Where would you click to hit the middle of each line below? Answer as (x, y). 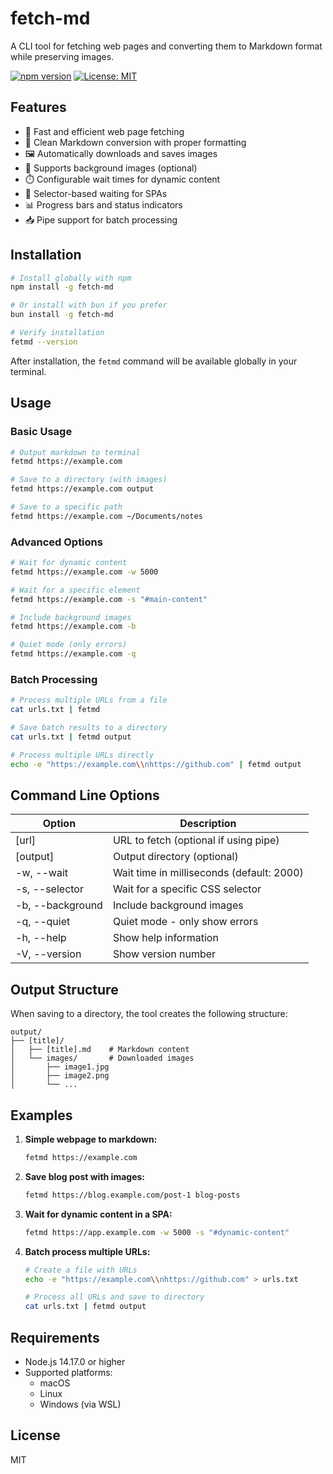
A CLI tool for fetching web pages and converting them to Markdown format (166, 46)
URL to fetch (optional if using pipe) (196, 840)
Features (38, 107)
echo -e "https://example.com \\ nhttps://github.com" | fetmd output (156, 764)
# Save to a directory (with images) (89, 480)
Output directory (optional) (175, 857)
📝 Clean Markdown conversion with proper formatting (135, 142)
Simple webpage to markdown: (91, 1139)
